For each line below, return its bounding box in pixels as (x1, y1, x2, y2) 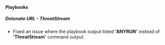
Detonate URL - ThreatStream (5, 16, 70, 22)
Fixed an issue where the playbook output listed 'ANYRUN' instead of (12, 28, 160, 34)
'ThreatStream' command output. (12, 33, 85, 40)
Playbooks (5, 4, 29, 10)
